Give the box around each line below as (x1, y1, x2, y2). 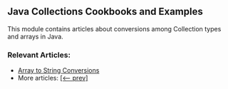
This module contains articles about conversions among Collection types (7, 24, 222, 33)
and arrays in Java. (7, 32, 64, 41)
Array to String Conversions (17, 66, 100, 75)
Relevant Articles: (7, 50, 71, 60)
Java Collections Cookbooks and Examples (7, 6, 203, 18)
